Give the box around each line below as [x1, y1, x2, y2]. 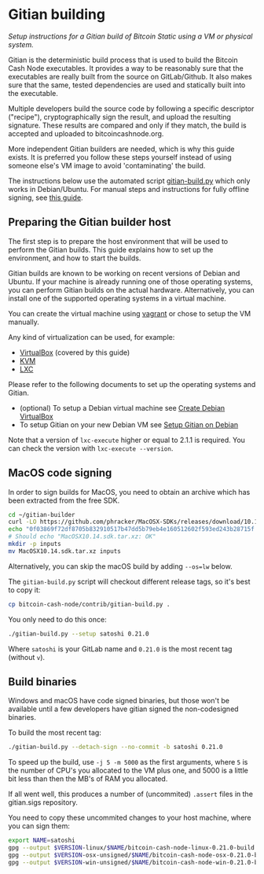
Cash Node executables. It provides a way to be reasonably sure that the [8, 63, 244, 72]
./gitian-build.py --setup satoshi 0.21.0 [8, 629, 149, 638]
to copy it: [8, 585, 41, 595]
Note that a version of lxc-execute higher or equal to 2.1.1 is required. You [8, 435, 246, 444]
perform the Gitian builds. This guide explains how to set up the [8, 245, 214, 254]
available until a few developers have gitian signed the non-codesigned [8, 704, 239, 714]
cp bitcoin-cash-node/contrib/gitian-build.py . [8, 600, 170, 608]
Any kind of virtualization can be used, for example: [8, 332, 175, 341]
